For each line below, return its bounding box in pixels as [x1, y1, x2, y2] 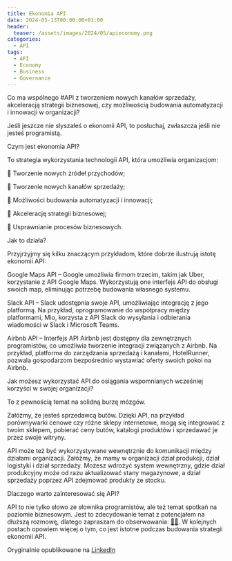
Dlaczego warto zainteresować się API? [7, 490, 119, 498]
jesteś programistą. [7, 129, 62, 137]
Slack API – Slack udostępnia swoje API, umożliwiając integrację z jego [7, 299, 209, 307]
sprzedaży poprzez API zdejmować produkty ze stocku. [7, 476, 166, 485]
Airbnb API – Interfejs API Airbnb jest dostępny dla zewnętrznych [7, 334, 192, 343]
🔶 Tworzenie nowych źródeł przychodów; [7, 169, 126, 177]
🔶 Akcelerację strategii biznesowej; [7, 209, 107, 218]
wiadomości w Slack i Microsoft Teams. [7, 321, 119, 329]
